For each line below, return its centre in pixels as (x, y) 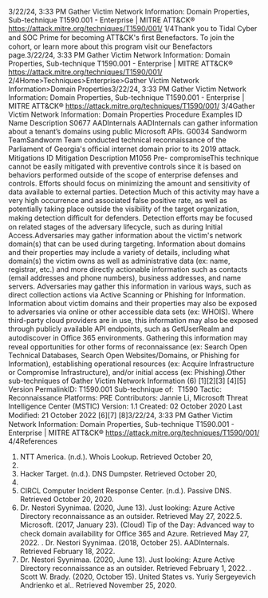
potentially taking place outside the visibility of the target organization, (124, 209)
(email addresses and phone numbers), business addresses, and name (125, 278)
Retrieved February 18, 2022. (67, 551)
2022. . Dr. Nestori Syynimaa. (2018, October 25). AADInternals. (124, 542)
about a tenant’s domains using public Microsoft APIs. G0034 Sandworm (128, 132)
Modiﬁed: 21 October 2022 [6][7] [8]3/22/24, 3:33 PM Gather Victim (120, 415)
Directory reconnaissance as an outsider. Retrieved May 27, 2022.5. (131, 516)
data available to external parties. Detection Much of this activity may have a (134, 192)
